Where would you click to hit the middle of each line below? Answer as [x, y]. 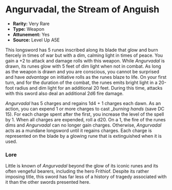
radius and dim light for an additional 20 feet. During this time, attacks [89, 88]
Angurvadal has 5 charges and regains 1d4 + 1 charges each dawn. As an [83, 103]
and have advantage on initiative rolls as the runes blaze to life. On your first [86, 77]
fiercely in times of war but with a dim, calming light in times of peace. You [84, 55]
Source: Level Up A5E [36, 40]
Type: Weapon [28, 29]
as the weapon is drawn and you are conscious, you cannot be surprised [82, 71]
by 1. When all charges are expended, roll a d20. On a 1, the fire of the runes [85, 119]
